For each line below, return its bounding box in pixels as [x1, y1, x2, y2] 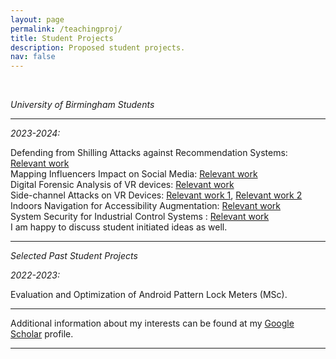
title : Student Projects [10, 33, 114, 43]
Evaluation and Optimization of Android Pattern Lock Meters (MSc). [10, 289, 288, 301]
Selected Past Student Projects [10, 250, 138, 262]
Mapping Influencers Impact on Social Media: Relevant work [10, 168, 258, 180]
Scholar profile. [10, 328, 74, 340]
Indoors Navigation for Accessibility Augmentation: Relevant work [10, 200, 282, 212]
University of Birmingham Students [10, 99, 155, 111]
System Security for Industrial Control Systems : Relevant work [10, 211, 270, 223]
